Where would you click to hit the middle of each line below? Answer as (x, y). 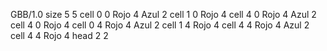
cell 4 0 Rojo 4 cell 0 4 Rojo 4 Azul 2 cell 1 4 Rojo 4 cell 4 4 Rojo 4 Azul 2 (160, 25)
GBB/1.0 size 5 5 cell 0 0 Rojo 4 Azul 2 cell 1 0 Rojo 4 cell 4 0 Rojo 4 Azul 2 (163, 14)
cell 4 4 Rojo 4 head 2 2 (59, 35)
